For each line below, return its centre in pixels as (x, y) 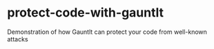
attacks (18, 39)
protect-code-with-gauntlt (86, 13)
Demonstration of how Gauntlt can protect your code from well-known (107, 32)
